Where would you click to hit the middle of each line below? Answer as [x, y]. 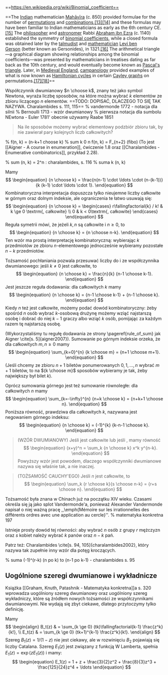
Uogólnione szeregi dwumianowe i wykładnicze [81, 576]
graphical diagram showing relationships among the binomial [76, 54]
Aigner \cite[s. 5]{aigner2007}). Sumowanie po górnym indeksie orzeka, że [83, 339]
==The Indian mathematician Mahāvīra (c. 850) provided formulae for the [80, 17]
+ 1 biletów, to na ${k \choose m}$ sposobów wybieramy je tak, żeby [76, 371]
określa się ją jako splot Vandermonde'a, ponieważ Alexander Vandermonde [84, 504]
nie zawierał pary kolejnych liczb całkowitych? [65, 132]
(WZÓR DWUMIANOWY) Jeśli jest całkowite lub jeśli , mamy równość [89, 440]
